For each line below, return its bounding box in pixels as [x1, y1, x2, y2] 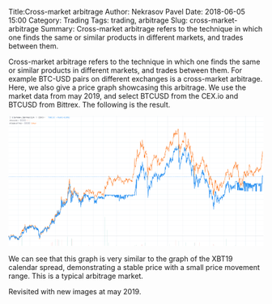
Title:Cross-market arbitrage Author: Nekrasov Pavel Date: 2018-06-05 [8, 7, 245, 16]
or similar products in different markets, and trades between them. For [8, 65, 243, 75]
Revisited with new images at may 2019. [8, 287, 142, 297]
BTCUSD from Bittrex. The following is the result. [8, 100, 171, 109]
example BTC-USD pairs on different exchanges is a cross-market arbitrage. [8, 74, 263, 83]
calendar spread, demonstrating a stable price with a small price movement [8, 263, 261, 272]
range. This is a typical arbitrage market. [8, 271, 144, 281]
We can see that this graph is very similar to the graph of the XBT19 [8, 254, 233, 264]
